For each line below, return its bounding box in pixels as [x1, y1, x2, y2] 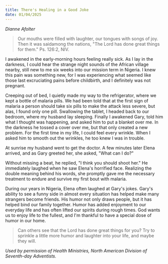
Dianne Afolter [5, 26, 35, 32]
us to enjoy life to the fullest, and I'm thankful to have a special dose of [5, 212, 152, 218]
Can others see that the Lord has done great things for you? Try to [17, 227, 155, 233]
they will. [17, 238, 37, 244]
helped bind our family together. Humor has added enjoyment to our [5, 201, 146, 207]
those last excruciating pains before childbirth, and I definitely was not [5, 77, 151, 83]
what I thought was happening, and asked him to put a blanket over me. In [5, 119, 158, 125]
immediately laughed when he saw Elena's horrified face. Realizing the [5, 165, 152, 171]
